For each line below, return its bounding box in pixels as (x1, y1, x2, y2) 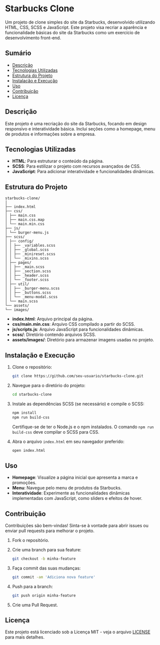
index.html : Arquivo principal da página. (12, 316, 94, 322)
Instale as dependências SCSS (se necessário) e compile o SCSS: (12, 401, 145, 407)
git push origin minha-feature (12, 593, 76, 598)
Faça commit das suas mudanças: (12, 565, 81, 571)
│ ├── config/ (5, 239, 34, 244)
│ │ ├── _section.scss (5, 269, 51, 274)
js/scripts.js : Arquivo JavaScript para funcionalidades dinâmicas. (12, 327, 144, 333)
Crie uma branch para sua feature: (12, 547, 81, 552)
